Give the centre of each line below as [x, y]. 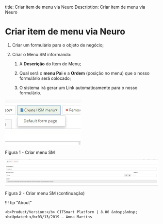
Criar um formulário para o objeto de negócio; [58, 45]
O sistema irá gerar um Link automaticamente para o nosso [78, 88]
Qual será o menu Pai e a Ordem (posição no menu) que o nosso [84, 73]
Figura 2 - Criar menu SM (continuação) [45, 194]
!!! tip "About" [18, 203]
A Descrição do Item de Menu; [50, 64]
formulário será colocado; [45, 78]
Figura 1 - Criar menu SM [30, 152]
